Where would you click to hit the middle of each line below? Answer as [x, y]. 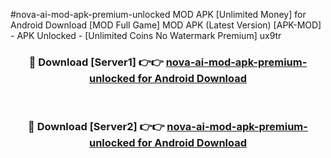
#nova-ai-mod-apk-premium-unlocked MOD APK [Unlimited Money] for [158, 14]
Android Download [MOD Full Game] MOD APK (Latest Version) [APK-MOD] [166, 25]
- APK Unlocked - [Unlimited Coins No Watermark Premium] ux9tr [146, 35]
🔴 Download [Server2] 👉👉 [96, 127]
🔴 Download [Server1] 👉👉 [96, 62]
